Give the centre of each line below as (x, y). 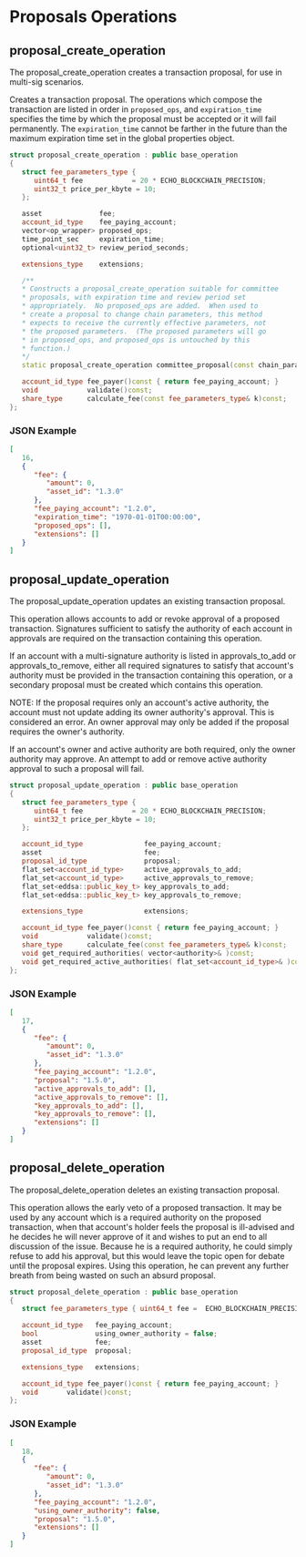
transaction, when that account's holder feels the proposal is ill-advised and (152, 1226)
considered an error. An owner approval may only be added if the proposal (149, 722)
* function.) (46, 348)
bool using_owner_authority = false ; (120, 1334)
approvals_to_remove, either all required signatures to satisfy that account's (152, 666)
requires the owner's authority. (67, 732)
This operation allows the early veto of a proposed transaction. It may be (146, 1207)
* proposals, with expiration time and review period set (134, 298)
